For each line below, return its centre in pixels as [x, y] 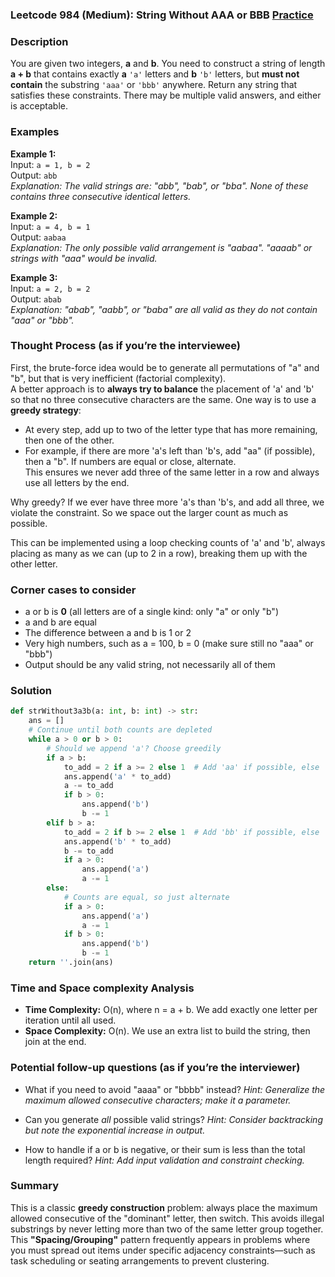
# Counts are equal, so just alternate [146, 897]
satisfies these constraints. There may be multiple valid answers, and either [166, 95]
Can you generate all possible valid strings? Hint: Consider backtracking [173, 1119]
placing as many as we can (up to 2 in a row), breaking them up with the [159, 553]
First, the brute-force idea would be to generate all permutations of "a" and [165, 367]
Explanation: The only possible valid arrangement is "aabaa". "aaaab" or [161, 247]
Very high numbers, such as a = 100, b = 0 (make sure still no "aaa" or [169, 644]
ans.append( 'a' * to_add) [117, 776]
